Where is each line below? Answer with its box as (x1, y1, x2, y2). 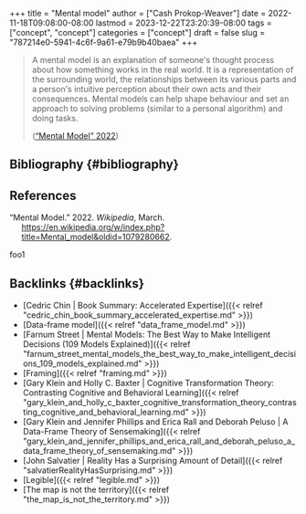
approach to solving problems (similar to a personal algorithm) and (31, 103, 283, 113)
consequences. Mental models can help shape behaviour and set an (31, 93, 290, 104)
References (9, 187, 77, 204)
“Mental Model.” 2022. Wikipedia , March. (9, 212, 165, 223)
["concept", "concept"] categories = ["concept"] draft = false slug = (9, 27, 266, 37)
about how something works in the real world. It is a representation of (31, 64, 294, 75)
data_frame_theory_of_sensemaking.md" (22, 446, 176, 456)
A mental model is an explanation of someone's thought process (31, 55, 275, 65)
